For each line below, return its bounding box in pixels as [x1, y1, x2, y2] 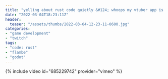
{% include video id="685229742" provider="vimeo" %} [5, 68, 123, 74]
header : [5, 17, 22, 22]
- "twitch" [5, 36, 28, 41]
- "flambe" [5, 50, 28, 55]
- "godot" [5, 54, 26, 60]
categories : [5, 26, 30, 31]
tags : [5, 41, 17, 46]
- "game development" [5, 31, 51, 36]
